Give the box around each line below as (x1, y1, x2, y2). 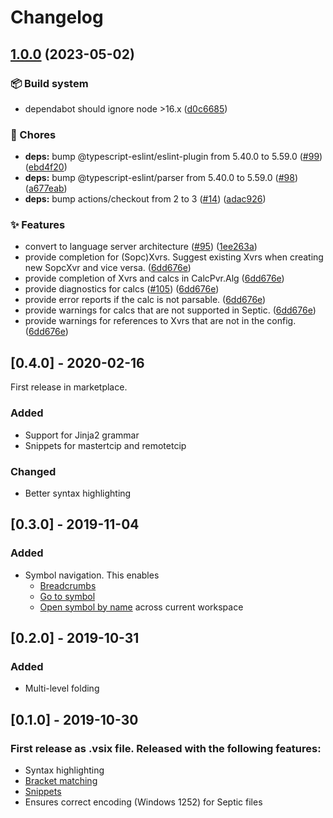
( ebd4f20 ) (24, 161, 68, 173)
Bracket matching (24, 774, 98, 786)
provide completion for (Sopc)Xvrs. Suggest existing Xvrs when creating (24, 251, 324, 263)
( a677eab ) (24, 182, 68, 195)
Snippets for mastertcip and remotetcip (24, 439, 187, 451)
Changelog (10, 6, 104, 29)
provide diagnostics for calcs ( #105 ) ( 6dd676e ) (24, 283, 220, 295)
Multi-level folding (24, 682, 100, 695)
